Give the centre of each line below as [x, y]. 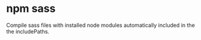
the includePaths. [28, 31]
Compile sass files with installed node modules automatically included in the [101, 25]
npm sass [31, 9]
